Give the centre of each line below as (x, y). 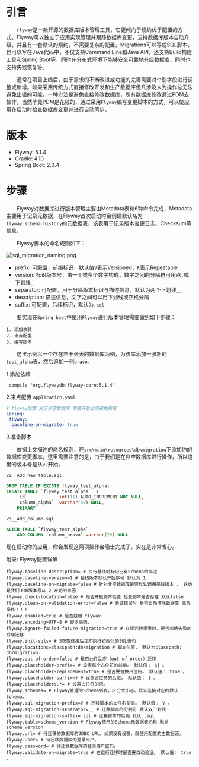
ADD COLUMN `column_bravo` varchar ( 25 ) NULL (73, 535)
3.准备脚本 (19, 437)
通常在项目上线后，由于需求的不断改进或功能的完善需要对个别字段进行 (102, 79)
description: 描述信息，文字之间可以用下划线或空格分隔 (82, 297)
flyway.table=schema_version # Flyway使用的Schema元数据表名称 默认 (87, 722)
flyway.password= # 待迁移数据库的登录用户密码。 (62, 746)
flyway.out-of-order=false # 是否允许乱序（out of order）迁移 (81, 659)
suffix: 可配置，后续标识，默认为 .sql (60, 304)
